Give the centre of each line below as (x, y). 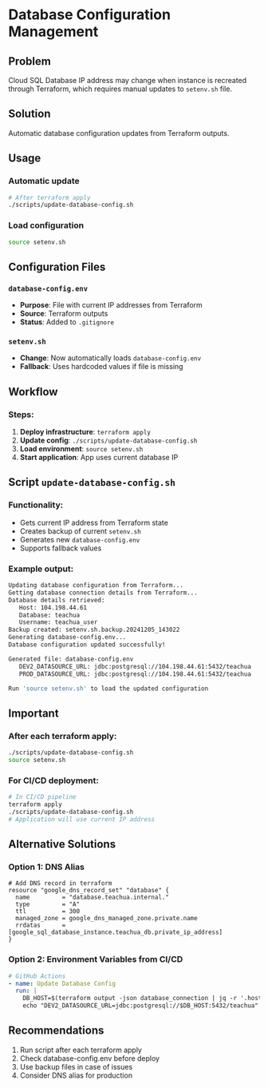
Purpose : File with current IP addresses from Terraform (111, 305)
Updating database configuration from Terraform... (96, 586)
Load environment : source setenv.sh (81, 449)
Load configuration (46, 225)
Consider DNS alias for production (76, 1075)
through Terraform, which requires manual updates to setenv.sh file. (120, 89)
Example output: (41, 569)
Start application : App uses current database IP (99, 458)
